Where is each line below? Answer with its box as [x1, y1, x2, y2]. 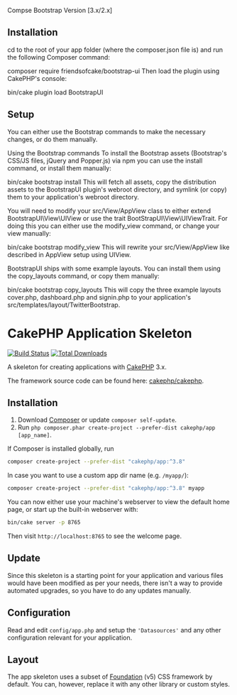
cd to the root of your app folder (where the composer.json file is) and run [7, 45, 224, 54]
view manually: [7, 229, 51, 237]
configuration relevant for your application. [7, 633, 133, 642]
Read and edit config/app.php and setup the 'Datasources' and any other [7, 625, 221, 634]
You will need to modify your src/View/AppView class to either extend [7, 206, 211, 215]
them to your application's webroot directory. [7, 192, 140, 201]
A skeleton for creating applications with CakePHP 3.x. [7, 362, 167, 371]
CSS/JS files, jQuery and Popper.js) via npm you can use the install [7, 156, 203, 165]
